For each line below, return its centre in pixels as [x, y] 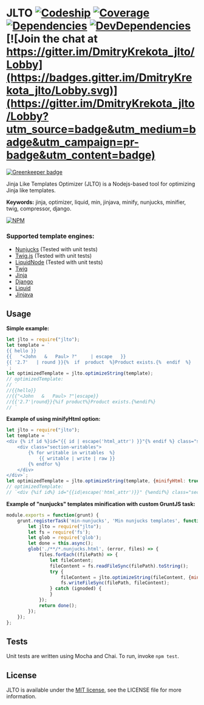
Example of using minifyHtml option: [53, 419]
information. [22, 696]
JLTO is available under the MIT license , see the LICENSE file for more [94, 690]
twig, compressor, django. [39, 208]
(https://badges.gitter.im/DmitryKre [99, 78]
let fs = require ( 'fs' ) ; [59, 532]
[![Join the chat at [52, 39]
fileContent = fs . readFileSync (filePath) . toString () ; [119, 566]
